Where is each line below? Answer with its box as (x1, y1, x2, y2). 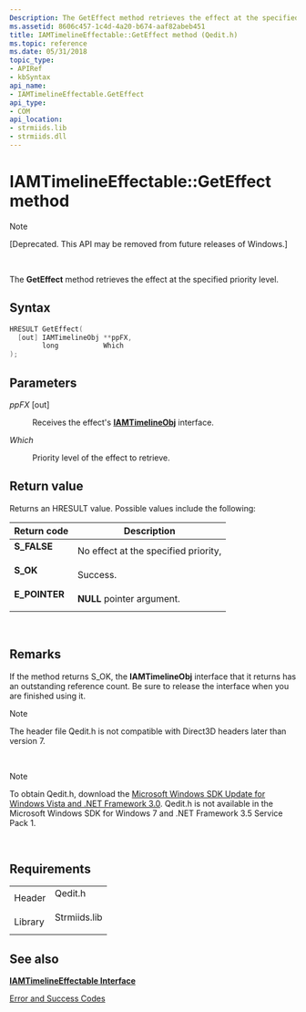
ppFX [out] (9, 398, 50, 410)
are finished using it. (9, 690, 87, 701)
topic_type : (9, 56, 55, 65)
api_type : (9, 98, 47, 108)
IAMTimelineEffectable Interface (9, 976, 137, 986)
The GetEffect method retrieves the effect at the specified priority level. (9, 274, 280, 284)
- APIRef (9, 65, 43, 74)
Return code (14, 524, 69, 537)
